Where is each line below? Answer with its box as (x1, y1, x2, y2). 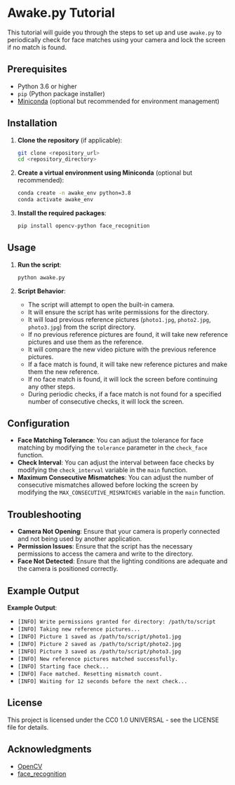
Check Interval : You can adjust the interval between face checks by (17, 458, 215, 467)
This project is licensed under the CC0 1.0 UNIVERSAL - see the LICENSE (7, 716, 220, 724)
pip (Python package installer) (17, 89, 105, 98)
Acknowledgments (7, 744, 93, 756)
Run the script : (17, 260, 62, 269)
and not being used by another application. (17, 535, 142, 543)
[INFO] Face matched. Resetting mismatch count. (17, 671, 163, 678)
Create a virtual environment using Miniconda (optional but (17, 168, 193, 177)
